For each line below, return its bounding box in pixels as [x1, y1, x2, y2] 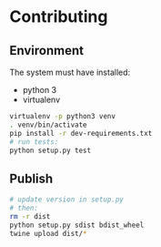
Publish [9, 170, 54, 186]
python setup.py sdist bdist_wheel [9, 221, 145, 230]
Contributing [9, 6, 108, 27]
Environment [9, 43, 85, 58]
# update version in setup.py [9, 195, 125, 204]
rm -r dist [9, 211, 51, 221]
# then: [9, 203, 39, 213]
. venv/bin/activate [9, 120, 88, 129]
